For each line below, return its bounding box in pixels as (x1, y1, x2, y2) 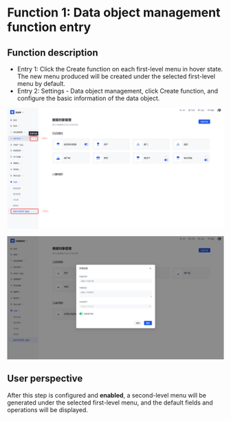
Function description (7, 47, 98, 58)
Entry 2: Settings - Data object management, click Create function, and (16, 87, 219, 95)
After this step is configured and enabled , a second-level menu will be (7, 391, 206, 399)
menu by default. (16, 80, 65, 87)
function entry (7, 19, 91, 35)
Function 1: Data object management (7, 5, 221, 21)
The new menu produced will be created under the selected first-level (16, 72, 215, 80)
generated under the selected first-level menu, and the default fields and (7, 398, 213, 407)
